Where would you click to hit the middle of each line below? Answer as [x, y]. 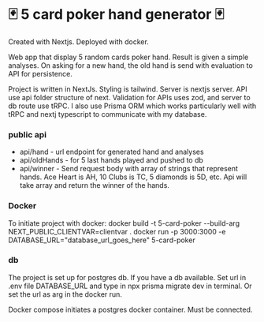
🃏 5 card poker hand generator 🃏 [116, 15]
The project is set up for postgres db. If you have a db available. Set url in [127, 277]
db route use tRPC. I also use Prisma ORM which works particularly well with [132, 106]
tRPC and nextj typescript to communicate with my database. [108, 114]
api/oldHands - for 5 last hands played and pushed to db [111, 160]
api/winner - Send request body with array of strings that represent [129, 169]
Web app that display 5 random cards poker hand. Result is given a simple [128, 57]
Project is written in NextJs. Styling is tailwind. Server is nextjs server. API [128, 89]
